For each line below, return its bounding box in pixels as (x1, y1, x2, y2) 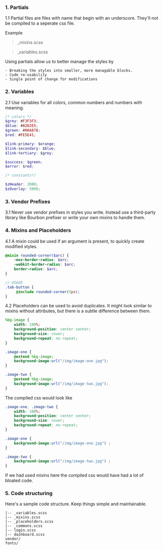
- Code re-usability (5, 73, 48, 77)
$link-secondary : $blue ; (5, 146, 56, 151)
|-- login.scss (5, 528, 36, 533)
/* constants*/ (5, 173, 36, 178)
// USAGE (5, 280, 23, 285)
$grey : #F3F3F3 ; (5, 119, 38, 124)
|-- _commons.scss (5, 523, 43, 529)
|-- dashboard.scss (5, 532, 45, 537)
